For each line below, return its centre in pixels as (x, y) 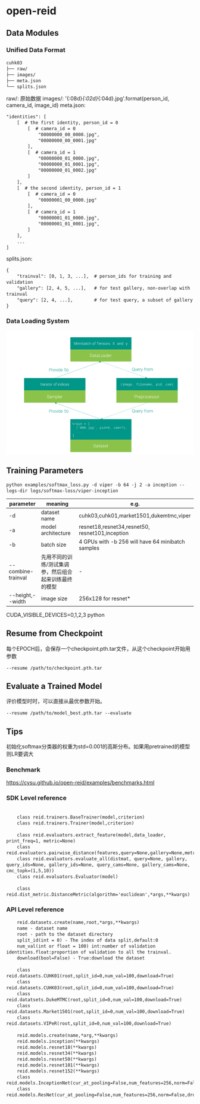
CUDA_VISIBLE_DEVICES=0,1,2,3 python (56, 614)
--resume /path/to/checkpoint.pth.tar (54, 668)
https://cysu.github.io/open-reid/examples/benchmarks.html (80, 783)
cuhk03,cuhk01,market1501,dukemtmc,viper (135, 515)
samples (89, 548)
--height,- (22, 595)
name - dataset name (42, 929)
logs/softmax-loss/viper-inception (74, 491)
